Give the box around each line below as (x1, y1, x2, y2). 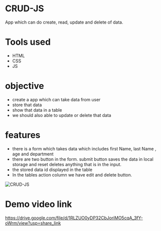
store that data (12, 102, 42, 108)
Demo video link (5, 199, 72, 209)
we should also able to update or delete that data (12, 112, 111, 118)
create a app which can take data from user (12, 96, 101, 102)
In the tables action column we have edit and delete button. (12, 172, 133, 177)
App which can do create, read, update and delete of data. (5, 19, 124, 25)
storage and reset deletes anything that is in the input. (12, 161, 122, 167)
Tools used (5, 36, 51, 48)
